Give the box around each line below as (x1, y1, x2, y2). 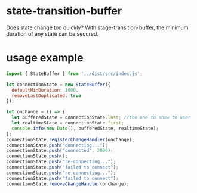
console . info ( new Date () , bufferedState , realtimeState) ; (11, 125, 159, 132)
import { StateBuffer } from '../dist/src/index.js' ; (6, 70, 143, 77)
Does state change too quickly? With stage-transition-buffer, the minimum (6, 24, 189, 31)
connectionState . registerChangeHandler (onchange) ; (6, 136, 135, 142)
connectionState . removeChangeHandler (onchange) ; (6, 180, 130, 187)
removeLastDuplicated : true (11, 92, 82, 99)
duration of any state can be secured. (6, 30, 98, 37)
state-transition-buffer (6, 4, 122, 18)
